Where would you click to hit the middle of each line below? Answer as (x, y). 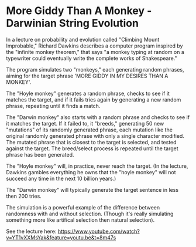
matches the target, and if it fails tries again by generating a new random (94, 99)
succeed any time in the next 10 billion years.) (61, 178)
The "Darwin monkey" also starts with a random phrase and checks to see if (98, 117)
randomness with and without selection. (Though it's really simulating (90, 214)
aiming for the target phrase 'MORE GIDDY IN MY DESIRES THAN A (87, 76)
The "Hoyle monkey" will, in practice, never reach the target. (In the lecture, (97, 166)
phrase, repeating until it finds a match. (53, 106)
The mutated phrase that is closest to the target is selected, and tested (91, 142)
